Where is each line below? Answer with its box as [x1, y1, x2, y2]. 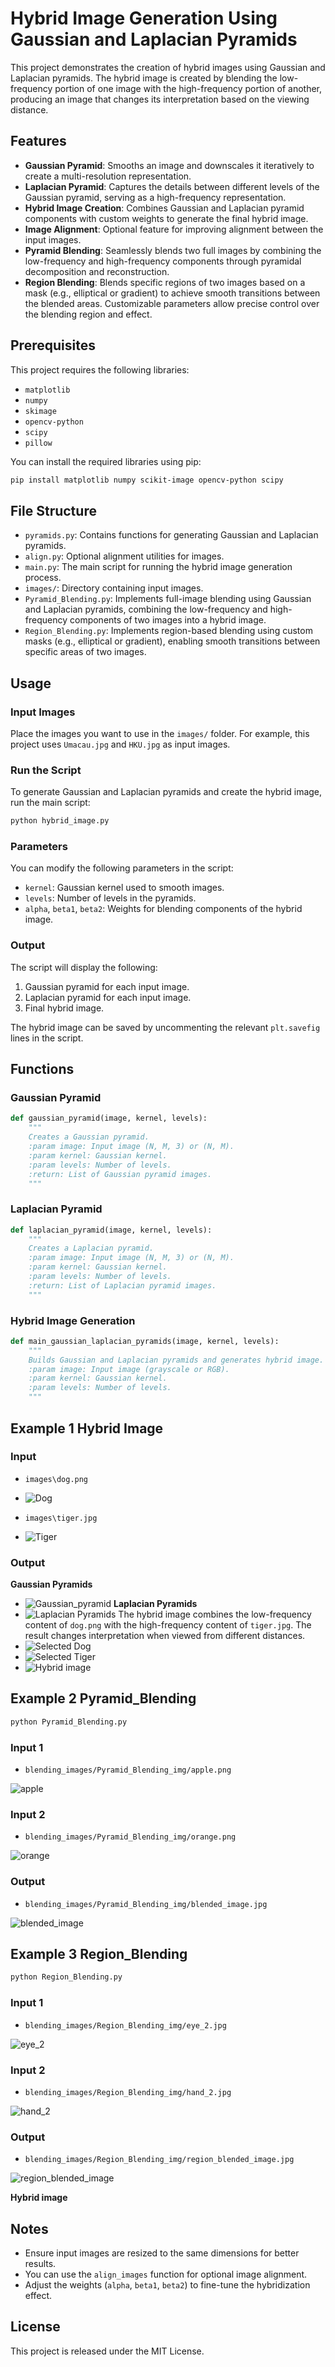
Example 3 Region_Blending [10, 1946, 188, 1963]
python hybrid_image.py [10, 816, 110, 826]
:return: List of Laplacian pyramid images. [28, 1280, 217, 1291]
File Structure [10, 502, 97, 519]
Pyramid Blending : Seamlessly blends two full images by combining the [24, 244, 322, 256]
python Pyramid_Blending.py [10, 1717, 128, 1727]
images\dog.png [24, 1474, 89, 1484]
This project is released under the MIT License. [10, 2345, 205, 2357]
